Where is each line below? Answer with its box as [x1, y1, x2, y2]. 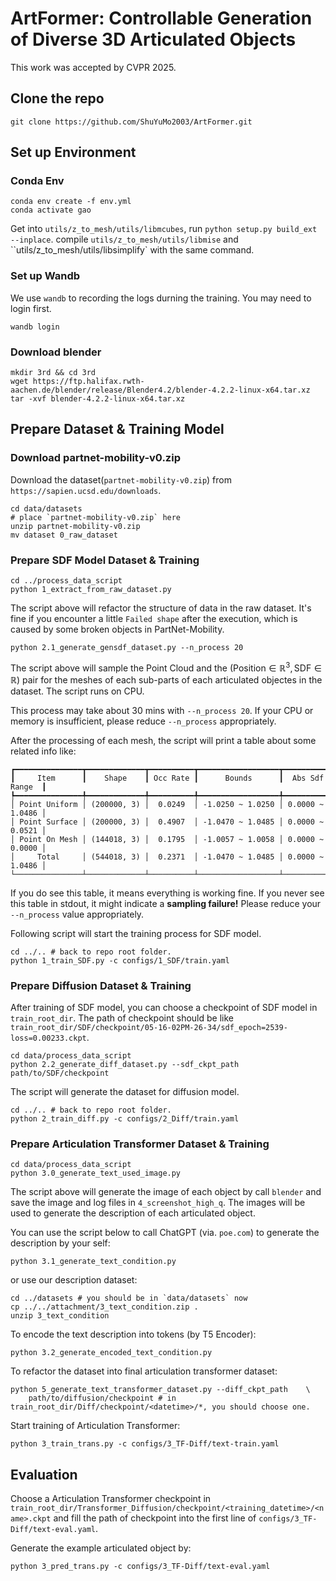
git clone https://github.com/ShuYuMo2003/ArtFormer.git [10, 117, 253, 127]
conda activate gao [10, 205, 92, 216]
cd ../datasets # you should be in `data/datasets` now [10, 1293, 248, 1304]
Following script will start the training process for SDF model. [10, 927, 262, 939]
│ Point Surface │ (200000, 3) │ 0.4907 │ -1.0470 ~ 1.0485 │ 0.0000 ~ [10, 817, 325, 827]
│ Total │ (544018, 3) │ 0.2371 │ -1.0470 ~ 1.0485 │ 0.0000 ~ [10, 852, 325, 862]
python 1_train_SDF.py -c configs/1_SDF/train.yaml [10, 955, 230, 966]
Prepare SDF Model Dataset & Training [10, 553, 200, 567]
